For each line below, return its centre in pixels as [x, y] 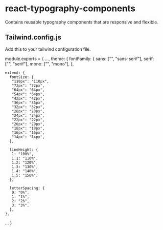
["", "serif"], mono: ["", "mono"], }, [40, 63]
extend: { [15, 73]
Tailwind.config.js [33, 37]
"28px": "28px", [28, 111]
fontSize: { [22, 77]
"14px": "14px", [28, 137]
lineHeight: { [24, 149]
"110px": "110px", [30, 81]
